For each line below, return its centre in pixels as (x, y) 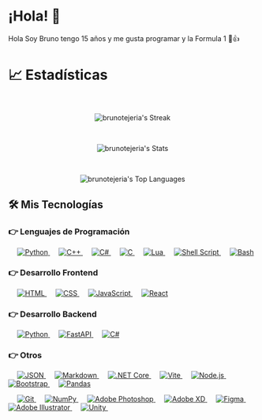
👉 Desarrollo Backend (52, 314)
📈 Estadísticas (58, 75)
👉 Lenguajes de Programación (69, 232)
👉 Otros (25, 355)
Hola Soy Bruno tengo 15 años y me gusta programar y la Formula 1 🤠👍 (124, 38)
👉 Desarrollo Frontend (53, 273)
